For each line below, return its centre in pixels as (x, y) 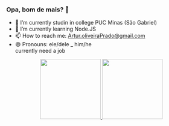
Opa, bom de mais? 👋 (38, 10)
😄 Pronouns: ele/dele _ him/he (53, 44)
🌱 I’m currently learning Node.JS (56, 29)
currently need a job (40, 51)
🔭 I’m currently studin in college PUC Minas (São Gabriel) (86, 23)
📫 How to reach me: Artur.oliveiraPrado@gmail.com (80, 36)
